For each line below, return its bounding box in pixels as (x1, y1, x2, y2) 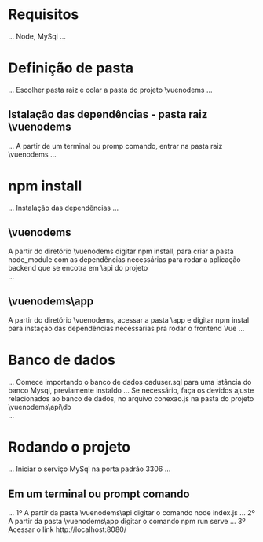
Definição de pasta (8, 59, 134, 77)
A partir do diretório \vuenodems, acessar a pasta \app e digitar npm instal (8, 315, 250, 325)
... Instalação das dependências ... (8, 203, 119, 212)
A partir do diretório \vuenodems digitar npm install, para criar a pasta (8, 246, 234, 256)
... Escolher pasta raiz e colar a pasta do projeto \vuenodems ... (8, 85, 214, 94)
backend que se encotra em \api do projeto (8, 264, 148, 273)
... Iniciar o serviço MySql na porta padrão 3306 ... (8, 464, 171, 474)
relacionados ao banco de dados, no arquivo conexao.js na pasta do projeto (8, 394, 254, 404)
